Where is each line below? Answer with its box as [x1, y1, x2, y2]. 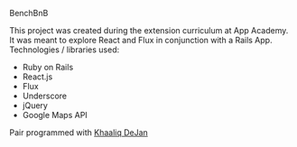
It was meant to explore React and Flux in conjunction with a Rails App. [9, 35, 273, 45]
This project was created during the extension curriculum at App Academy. [9, 25, 289, 35]
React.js [22, 71, 53, 82]
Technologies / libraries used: [9, 44, 120, 55]
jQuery [22, 100, 48, 111]
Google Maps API [22, 110, 88, 120]
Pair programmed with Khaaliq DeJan [9, 127, 149, 138]
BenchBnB [9, 8, 49, 18]
